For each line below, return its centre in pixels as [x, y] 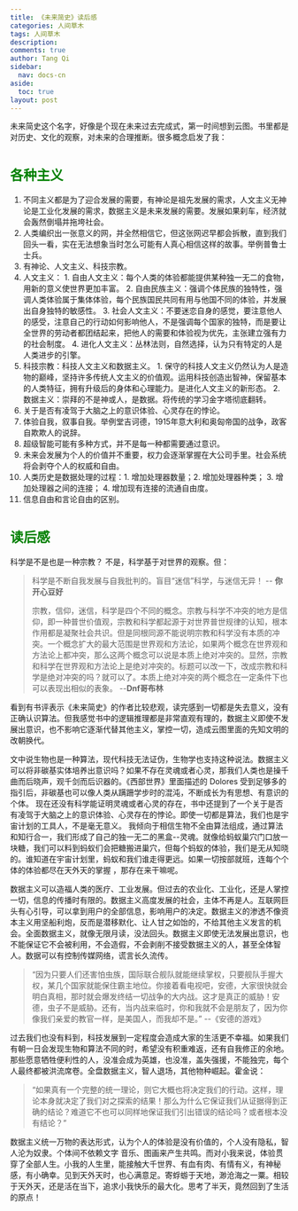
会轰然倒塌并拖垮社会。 [65, 222]
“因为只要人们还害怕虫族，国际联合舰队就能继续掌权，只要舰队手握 [153, 975]
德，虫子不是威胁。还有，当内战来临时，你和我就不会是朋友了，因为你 [160, 1008]
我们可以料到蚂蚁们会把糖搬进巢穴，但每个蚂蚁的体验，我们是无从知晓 [161, 848]
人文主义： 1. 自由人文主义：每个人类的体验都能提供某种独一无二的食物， [156, 278]
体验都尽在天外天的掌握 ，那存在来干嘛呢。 [104, 870]
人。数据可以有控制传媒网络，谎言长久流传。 [92, 955]
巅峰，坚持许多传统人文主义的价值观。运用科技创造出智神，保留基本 [162, 377]
